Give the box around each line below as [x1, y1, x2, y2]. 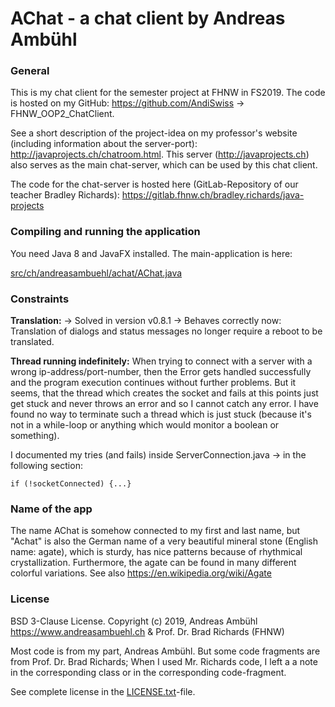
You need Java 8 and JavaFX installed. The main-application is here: [10, 247, 293, 259]
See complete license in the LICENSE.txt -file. [10, 685, 196, 697]
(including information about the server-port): [10, 138, 198, 150]
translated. [10, 336, 55, 348]
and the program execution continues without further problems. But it [10, 377, 297, 389]
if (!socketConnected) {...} [10, 479, 132, 489]
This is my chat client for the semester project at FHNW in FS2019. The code [10, 87, 326, 99]
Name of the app [10, 502, 93, 516]
